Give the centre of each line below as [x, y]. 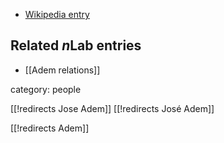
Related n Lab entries [76, 45]
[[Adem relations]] [62, 70]
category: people [46, 89]
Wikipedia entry [57, 14]
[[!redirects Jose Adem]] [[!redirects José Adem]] [112, 108]
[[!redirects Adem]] [50, 128]
